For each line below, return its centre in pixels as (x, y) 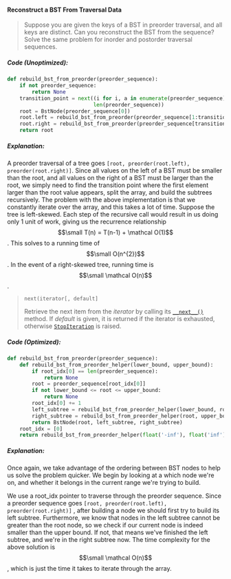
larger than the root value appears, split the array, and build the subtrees (110, 193)
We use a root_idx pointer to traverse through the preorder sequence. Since (114, 496)
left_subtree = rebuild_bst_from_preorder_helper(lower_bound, (124, 409)
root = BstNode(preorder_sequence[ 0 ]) (75, 111)
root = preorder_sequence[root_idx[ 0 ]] (89, 384)
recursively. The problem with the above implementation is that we (101, 200)
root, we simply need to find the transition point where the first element (108, 185)
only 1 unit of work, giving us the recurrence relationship (87, 222)
